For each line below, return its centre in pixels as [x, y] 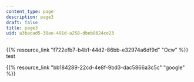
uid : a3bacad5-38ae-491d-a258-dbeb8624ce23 [60, 33]
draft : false [22, 22]
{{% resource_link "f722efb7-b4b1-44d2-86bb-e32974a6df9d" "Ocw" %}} [97, 50]
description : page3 [30, 17]
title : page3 [22, 28]
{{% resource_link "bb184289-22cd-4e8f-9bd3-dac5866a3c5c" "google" [96, 67]
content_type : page [30, 11]
